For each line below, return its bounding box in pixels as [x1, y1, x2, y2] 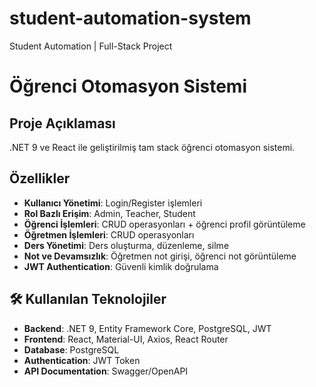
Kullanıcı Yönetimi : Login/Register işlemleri [23, 197, 203, 209]
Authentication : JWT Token [23, 354, 141, 366]
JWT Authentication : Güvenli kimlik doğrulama [23, 260, 219, 272]
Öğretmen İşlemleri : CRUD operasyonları [23, 228, 195, 241]
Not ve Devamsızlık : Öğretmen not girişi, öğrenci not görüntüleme [23, 250, 297, 262]
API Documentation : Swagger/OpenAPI [23, 365, 189, 377]
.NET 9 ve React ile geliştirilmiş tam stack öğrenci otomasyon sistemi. [9, 141, 296, 153]
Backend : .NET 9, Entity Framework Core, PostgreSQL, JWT [23, 322, 272, 334]
